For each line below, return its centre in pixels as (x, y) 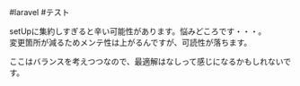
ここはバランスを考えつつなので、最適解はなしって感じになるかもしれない (146, 61)
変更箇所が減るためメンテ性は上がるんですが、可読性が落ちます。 (131, 43)
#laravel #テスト (40, 12)
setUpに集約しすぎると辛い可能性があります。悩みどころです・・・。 (138, 31)
